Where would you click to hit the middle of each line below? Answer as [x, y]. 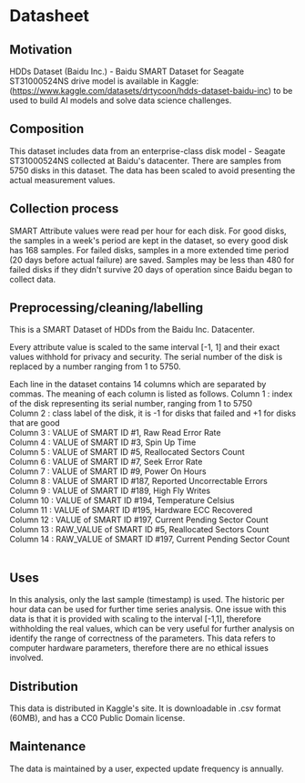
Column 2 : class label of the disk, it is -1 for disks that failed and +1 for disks [153, 413]
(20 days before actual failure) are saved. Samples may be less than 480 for [152, 260]
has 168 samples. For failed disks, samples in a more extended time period [149, 250]
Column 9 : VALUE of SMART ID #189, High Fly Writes [110, 491]
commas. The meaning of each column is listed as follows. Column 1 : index [151, 394]
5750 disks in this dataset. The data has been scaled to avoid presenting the [152, 170]
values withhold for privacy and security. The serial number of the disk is [146, 357]
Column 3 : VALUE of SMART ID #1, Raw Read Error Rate [115, 433]
